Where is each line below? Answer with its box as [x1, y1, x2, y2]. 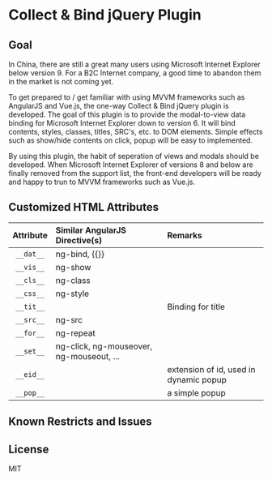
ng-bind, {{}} [55, 248, 105, 259]
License [8, 442, 49, 456]
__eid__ [15, 370, 45, 379]
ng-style [55, 288, 90, 299]
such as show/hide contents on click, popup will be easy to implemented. [8, 135, 253, 145]
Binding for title [167, 301, 225, 312]
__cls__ [15, 276, 45, 285]
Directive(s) [55, 234, 103, 246]
